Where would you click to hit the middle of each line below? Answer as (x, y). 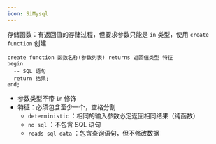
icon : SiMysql (28, 14)
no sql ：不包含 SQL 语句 (64, 124)
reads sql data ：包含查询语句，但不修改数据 (93, 133)
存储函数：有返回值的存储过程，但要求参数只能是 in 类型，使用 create (108, 34)
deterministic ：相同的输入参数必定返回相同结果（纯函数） (113, 115)
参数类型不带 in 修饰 (47, 98)
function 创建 (27, 43)
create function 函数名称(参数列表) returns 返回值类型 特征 (90, 57)
